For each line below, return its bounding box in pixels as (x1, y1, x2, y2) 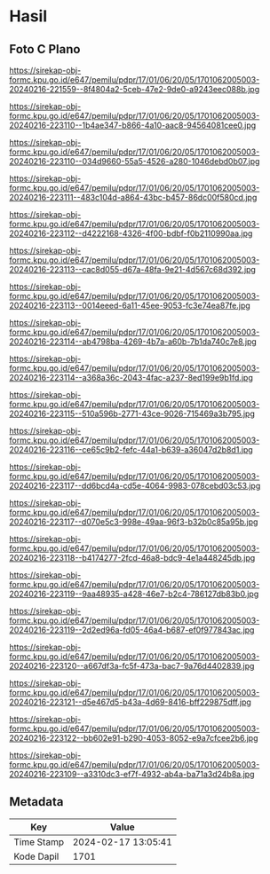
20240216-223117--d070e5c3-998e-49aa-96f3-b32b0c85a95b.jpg (9, 516, 258, 527)
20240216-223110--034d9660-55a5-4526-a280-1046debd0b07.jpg (9, 156, 260, 166)
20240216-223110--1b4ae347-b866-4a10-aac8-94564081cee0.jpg (9, 120, 257, 130)
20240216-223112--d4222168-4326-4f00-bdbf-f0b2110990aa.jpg (9, 228, 253, 239)
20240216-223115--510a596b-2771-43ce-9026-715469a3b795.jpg (9, 408, 255, 419)
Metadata (9, 794, 64, 809)
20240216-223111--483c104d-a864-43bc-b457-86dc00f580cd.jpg (9, 193, 258, 202)
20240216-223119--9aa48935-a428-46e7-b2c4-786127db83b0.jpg (9, 588, 259, 599)
